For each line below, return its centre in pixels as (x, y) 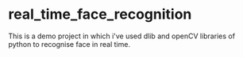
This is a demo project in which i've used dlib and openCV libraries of (122, 36)
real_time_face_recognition (100, 14)
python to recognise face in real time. (69, 44)
